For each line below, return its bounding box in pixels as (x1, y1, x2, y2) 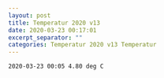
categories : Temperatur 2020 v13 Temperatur (8, 41, 157, 49)
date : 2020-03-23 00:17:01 (8, 26, 97, 34)
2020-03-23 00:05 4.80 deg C (8, 62, 104, 71)
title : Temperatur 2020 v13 (8, 19, 101, 27)
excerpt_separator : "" (8, 33, 83, 42)
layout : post (8, 11, 51, 20)
